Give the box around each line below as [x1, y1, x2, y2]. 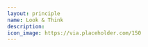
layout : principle [7, 10, 60, 17]
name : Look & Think [7, 17, 64, 23]
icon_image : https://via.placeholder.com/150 [7, 29, 141, 37]
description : [7, 23, 45, 30]
